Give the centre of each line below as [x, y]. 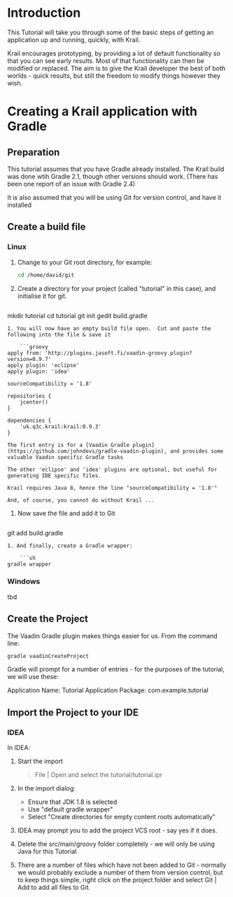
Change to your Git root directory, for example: [85, 262]
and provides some [197, 451]
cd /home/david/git [46, 275]
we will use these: [33, 677]
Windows [24, 582]
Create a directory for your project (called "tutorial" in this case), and [116, 288]
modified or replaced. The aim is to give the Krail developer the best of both [116, 68]
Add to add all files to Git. [54, 887]
